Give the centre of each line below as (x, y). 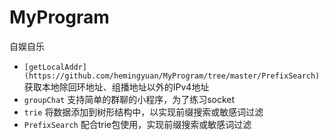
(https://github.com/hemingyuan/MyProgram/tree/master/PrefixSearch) (172, 76)
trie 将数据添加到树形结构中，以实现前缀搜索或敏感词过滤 (143, 112)
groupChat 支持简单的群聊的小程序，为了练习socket (129, 99)
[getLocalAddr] (55, 67)
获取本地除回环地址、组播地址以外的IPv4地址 (116, 87)
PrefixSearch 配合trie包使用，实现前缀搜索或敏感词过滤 (137, 124)
